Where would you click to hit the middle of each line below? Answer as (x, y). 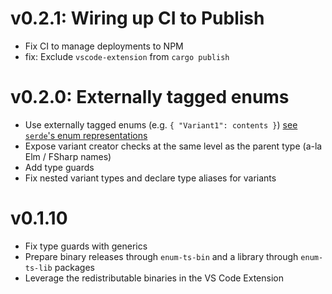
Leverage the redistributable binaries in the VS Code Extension (154, 278)
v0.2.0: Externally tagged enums (150, 97)
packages (74, 267)
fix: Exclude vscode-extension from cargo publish (127, 56)
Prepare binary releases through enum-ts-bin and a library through (161, 256)
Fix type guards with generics (86, 246)
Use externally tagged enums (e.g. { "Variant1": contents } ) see (161, 124)
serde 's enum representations (86, 135)
